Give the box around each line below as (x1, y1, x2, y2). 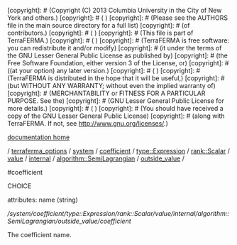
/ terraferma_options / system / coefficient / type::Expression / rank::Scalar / (7, 147, 231, 155)
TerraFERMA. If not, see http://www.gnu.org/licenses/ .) (7, 119, 168, 127)
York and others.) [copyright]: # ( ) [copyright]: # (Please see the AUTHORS (7, 13, 228, 22)
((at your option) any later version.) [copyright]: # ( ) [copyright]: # (7, 67, 201, 75)
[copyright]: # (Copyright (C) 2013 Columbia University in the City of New (7, 6, 222, 14)
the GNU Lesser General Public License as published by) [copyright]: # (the (7, 51, 228, 60)
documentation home (7, 133, 70, 141)
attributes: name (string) (7, 195, 78, 204)
